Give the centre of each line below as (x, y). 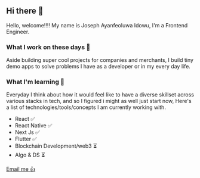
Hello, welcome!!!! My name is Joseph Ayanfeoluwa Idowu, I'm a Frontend (97, 25)
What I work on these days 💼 (48, 47)
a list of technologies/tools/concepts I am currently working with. (86, 107)
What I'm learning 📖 (35, 82)
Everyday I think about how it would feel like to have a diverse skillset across (100, 95)
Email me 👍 (21, 169)
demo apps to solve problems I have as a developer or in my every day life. (99, 67)
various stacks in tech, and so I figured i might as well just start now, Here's (99, 101)
